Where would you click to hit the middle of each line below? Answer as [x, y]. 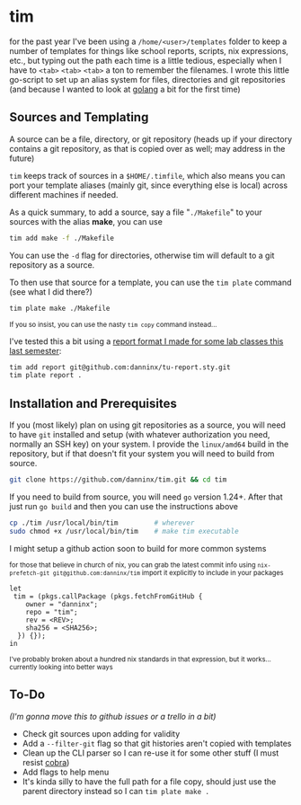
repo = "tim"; [52, 612]
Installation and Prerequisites [93, 403]
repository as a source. [52, 265]
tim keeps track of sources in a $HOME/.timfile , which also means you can [147, 175]
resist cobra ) [46, 762]
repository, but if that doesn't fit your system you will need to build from [142, 454]
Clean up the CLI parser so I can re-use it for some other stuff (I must [150, 753]
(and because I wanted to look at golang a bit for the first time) [125, 89]
